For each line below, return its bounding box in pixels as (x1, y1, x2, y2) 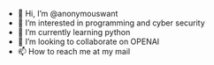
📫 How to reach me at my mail (17, 47, 131, 56)
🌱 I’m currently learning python (17, 27, 131, 37)
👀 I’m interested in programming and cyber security (17, 18, 205, 28)
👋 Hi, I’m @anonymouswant (17, 9, 118, 18)
